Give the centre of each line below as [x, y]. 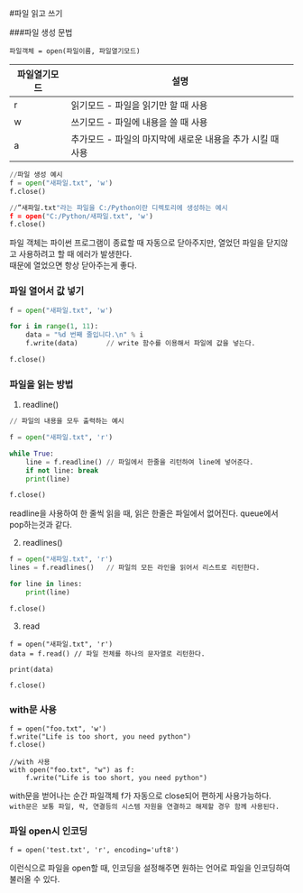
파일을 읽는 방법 [41, 384]
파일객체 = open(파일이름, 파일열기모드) [75, 51]
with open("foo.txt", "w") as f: [72, 770]
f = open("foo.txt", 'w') [58, 729]
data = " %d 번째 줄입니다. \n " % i [85, 335]
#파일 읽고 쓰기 [36, 13]
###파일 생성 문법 [41, 32]
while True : [32, 454]
